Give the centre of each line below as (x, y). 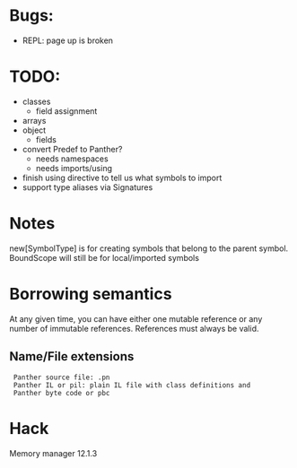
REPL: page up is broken (68, 40)
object (34, 130)
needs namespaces (72, 159)
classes (36, 101)
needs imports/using (74, 168)
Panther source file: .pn (61, 377)
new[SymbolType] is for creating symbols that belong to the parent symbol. (149, 248)
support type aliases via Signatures (87, 187)
